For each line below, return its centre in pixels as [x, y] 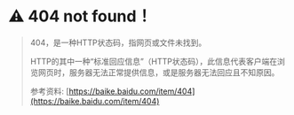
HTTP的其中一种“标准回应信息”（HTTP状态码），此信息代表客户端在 [153, 61]
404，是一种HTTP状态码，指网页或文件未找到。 [118, 42]
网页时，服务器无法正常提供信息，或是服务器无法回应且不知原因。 [159, 72]
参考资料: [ [49, 91]
